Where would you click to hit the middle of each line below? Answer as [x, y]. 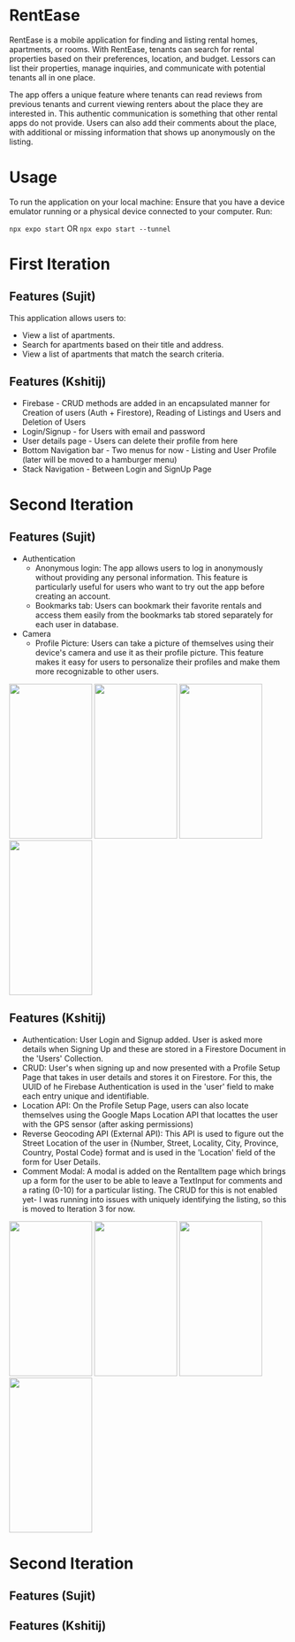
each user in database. [77, 624]
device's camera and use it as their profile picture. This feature [149, 652]
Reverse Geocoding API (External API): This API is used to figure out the [153, 1133]
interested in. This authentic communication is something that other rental [144, 113]
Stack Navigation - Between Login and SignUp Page [117, 469]
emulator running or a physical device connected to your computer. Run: [141, 211]
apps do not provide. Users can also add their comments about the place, [143, 123]
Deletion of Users [54, 422]
